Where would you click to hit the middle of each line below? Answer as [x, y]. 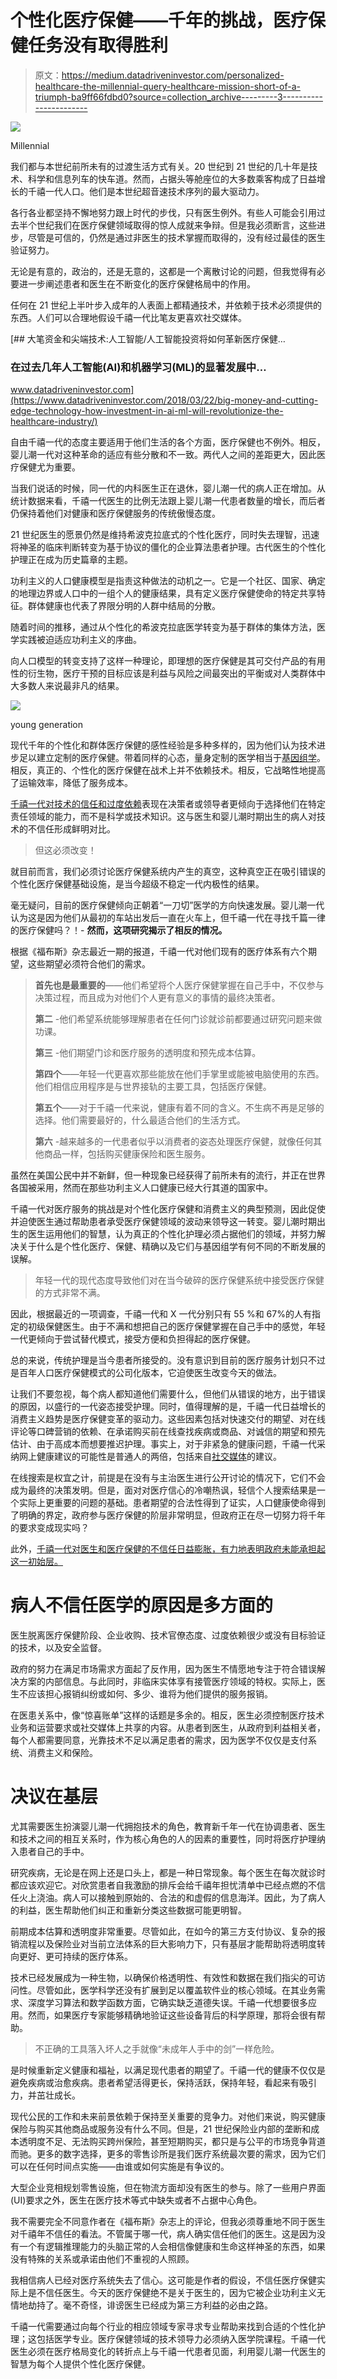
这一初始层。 [36, 1562]
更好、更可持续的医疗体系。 [75, 1957]
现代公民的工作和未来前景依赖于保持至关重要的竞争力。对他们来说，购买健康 [168, 2117]
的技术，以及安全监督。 [58, 1648]
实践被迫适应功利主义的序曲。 [80, 640]
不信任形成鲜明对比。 [71, 829]
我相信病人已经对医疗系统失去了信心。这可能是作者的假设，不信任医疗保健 [163, 2280]
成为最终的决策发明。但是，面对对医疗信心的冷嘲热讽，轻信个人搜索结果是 [163, 1490]
